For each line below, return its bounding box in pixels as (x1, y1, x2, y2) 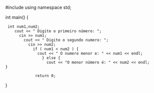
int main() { (5, 14, 29, 20)
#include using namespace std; (5, 5, 72, 10)
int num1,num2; (7, 24, 40, 29)
